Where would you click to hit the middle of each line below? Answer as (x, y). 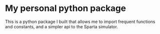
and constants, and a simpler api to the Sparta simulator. (62, 26)
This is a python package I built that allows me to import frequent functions (80, 22)
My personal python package (66, 8)
